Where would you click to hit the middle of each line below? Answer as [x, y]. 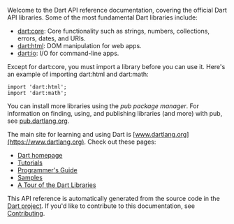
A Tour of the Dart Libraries [57, 185]
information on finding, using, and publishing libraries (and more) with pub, [115, 113]
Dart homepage [40, 155]
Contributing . [26, 213]
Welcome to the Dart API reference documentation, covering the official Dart [117, 10]
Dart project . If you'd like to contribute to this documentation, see [101, 206]
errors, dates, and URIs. [51, 38]
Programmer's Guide [47, 170]
